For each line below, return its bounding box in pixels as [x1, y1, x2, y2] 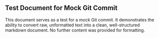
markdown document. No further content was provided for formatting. [5, 27, 145, 33]
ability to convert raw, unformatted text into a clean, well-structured [5, 22, 140, 28]
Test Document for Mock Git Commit [5, 4, 118, 12]
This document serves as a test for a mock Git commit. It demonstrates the [5, 17, 154, 22]
